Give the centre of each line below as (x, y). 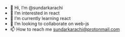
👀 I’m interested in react (35, 13)
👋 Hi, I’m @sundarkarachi (36, 8)
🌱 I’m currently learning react (40, 18)
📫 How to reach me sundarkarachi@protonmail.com (65, 29)
